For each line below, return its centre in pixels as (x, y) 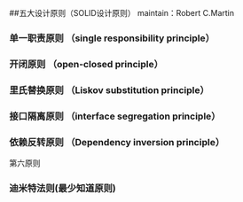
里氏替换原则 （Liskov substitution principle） (110, 89)
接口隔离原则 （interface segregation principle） (115, 116)
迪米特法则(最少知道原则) (63, 188)
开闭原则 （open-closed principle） (86, 64)
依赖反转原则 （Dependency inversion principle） (117, 142)
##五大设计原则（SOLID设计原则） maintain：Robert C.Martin (122, 13)
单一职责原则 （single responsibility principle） (112, 38)
